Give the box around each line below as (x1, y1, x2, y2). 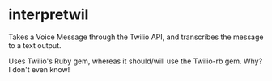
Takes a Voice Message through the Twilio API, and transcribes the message (8, 32, 264, 42)
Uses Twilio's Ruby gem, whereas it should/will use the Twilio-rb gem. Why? (8, 56, 263, 66)
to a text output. (8, 40, 62, 50)
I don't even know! (8, 64, 70, 74)
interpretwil (8, 6, 89, 24)
